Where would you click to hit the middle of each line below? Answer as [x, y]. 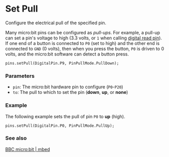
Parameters [20, 76]
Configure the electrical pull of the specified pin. [56, 23]
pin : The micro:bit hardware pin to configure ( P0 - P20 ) [68, 87]
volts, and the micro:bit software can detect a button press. [67, 54]
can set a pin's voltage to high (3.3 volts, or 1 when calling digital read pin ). [84, 38]
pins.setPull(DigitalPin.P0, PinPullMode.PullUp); [60, 126]
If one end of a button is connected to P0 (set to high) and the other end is [82, 43]
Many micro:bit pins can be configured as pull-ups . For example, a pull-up [83, 32]
